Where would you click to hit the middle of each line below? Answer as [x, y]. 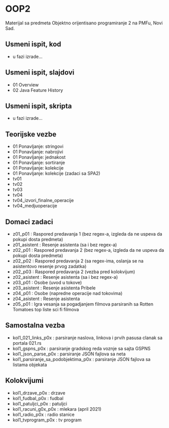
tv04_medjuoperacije [35, 206]
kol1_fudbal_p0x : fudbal [38, 398]
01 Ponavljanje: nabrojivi [38, 152]
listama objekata [30, 365]
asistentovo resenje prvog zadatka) [49, 266]
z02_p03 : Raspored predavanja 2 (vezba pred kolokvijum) [74, 272]
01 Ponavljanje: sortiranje [39, 162]
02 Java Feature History [38, 90]
